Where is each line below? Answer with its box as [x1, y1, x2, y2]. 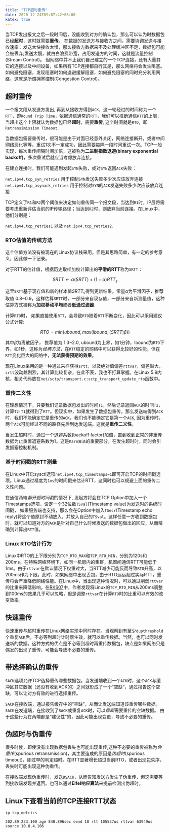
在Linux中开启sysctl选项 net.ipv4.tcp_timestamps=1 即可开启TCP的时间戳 [5, 471, 156, 477]
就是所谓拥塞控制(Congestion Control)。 [18, 76, 103, 82]
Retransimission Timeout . [5, 125, 59, 131]
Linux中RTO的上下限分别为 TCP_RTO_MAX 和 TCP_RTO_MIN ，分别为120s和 [5, 552, 147, 559]
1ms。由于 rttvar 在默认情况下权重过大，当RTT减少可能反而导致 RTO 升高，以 [5, 565, 162, 571]
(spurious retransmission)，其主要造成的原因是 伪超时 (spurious [14, 750, 145, 756]
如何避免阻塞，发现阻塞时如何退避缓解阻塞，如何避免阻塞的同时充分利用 [5, 70, 156, 76]
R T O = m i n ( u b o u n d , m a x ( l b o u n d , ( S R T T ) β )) [40, 329, 130, 335]
